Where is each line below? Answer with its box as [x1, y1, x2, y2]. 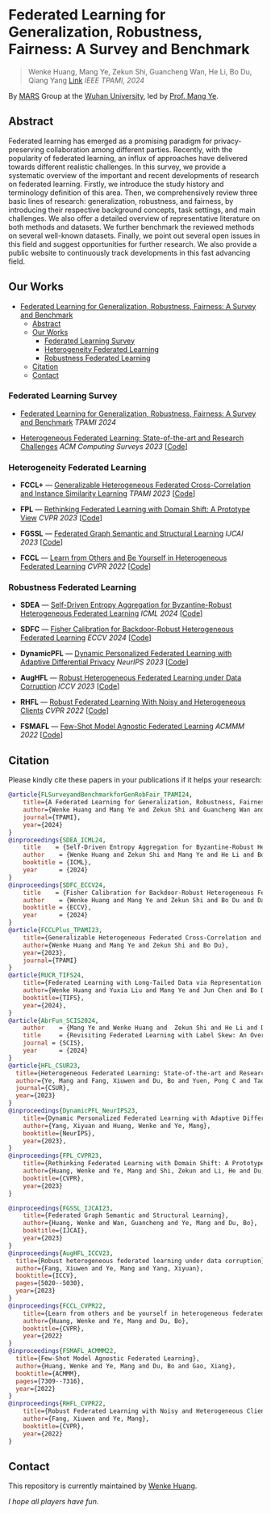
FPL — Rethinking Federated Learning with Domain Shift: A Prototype [19, 504, 251, 515]
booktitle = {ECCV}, [23, 904, 92, 912]
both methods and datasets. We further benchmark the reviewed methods [8, 222, 255, 231]
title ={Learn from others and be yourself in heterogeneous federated [23, 1309, 265, 1317]
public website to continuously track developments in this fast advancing [8, 248, 251, 257]
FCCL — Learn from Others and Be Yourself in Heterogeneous [19, 553, 227, 563]
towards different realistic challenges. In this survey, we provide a [8, 162, 227, 172]
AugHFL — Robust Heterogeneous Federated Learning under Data [19, 673, 242, 683]
